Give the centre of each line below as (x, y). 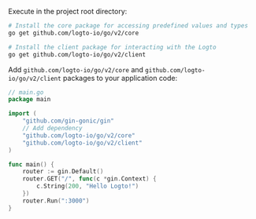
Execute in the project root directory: (68, 11)
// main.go (26, 92)
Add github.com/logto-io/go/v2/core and (76, 69)
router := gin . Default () (63, 172)
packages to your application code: (120, 78)
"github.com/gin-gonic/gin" (68, 121)
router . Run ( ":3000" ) (56, 201)
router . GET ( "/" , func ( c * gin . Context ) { (89, 179)
